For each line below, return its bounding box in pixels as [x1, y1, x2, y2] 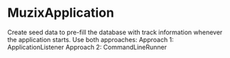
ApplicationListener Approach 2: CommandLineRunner [7, 43, 167, 51]
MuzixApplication [7, 5, 115, 21]
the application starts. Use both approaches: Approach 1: [7, 35, 174, 43]
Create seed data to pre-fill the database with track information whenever [7, 28, 223, 36]
